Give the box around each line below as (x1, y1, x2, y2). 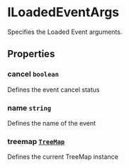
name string (7, 103, 52, 113)
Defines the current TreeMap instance (7, 152, 118, 161)
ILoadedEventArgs (7, 4, 120, 20)
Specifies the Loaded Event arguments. (7, 28, 123, 36)
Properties (7, 48, 55, 60)
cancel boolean (7, 69, 59, 79)
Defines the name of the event (7, 119, 96, 127)
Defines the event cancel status (7, 85, 100, 94)
